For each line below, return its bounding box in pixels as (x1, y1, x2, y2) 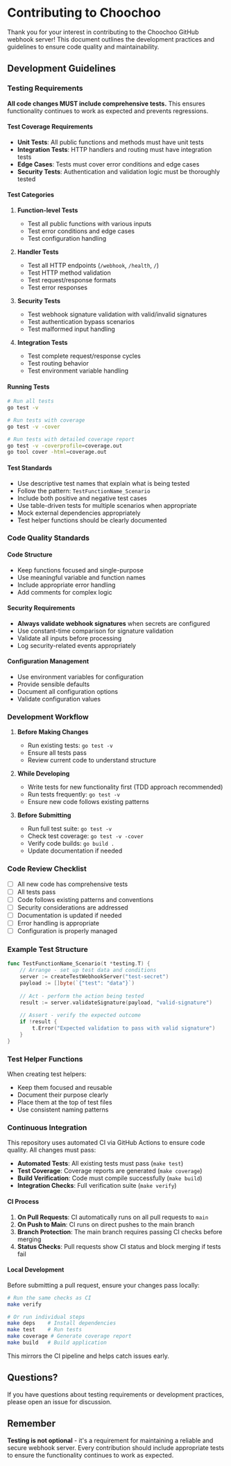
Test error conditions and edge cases (27, 227, 135, 235)
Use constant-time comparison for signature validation (17, 627, 174, 635)
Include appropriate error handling (17, 581, 116, 589)
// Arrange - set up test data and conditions (19, 966, 157, 974)
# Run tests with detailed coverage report (7, 436, 135, 443)
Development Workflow (7, 713, 89, 722)
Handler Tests (17, 248, 59, 256)
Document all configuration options (17, 688, 119, 696)
